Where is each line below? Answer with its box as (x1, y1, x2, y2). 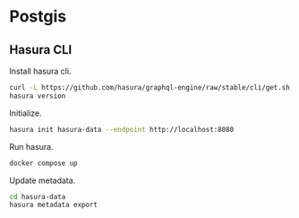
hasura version (9, 92, 66, 100)
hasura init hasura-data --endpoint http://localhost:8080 (9, 125, 235, 134)
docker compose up (9, 159, 78, 168)
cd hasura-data (9, 192, 66, 201)
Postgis (9, 6, 67, 27)
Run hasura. (9, 141, 54, 152)
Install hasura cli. (9, 65, 72, 76)
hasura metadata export (9, 200, 98, 210)
